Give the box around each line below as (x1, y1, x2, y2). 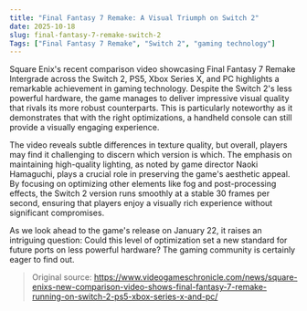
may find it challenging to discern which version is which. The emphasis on (9, 150, 292, 161)
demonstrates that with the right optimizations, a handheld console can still (9, 112, 292, 123)
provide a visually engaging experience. (9, 122, 160, 133)
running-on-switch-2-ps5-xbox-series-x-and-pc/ (31, 291, 218, 302)
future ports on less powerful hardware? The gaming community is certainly (9, 244, 295, 255)
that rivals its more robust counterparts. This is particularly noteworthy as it (9, 102, 293, 114)
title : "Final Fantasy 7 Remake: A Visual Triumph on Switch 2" (9, 13, 259, 23)
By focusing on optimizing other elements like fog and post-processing (9, 179, 277, 190)
